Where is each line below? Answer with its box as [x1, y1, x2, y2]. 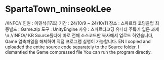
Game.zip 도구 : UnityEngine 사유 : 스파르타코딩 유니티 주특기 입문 [20, 26, 150, 32]
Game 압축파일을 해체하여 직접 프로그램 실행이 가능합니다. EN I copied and [5, 38, 151, 44]
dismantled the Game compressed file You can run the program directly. [5, 49, 152, 55]
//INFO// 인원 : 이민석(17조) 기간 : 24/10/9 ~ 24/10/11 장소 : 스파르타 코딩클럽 [5, 20, 154, 26]
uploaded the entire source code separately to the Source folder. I [5, 44, 139, 50]
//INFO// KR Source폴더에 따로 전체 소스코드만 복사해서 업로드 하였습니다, [10, 32, 154, 38]
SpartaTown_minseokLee [5, 3, 112, 15]
